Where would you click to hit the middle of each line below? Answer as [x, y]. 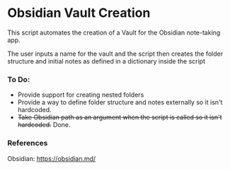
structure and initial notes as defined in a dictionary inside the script [106, 61]
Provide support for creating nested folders [81, 95]
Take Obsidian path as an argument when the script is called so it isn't [120, 117]
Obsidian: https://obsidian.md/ [52, 158]
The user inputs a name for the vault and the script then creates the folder [115, 54]
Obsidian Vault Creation [79, 13]
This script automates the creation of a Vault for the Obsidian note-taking [114, 32]
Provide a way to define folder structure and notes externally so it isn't [120, 102]
